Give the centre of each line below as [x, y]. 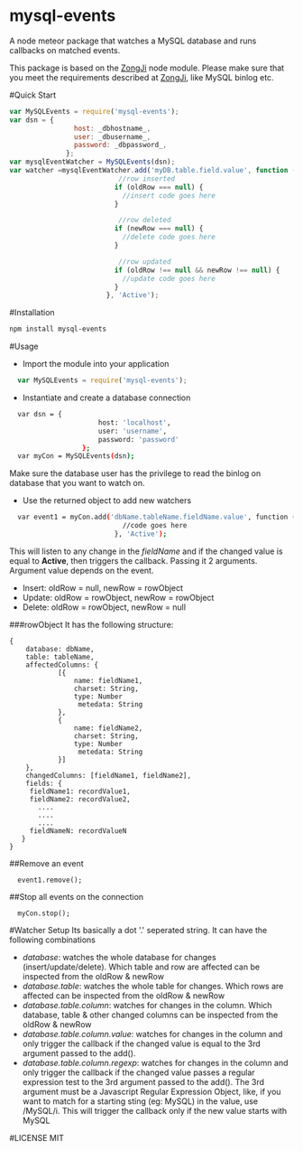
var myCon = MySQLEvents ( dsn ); [76, 456]
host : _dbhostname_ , [112, 128]
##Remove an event [46, 863]
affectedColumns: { [62, 665]
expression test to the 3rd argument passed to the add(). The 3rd [143, 1081]
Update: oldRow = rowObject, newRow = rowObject [118, 597]
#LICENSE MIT [37, 1137]
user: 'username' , [133, 431]
